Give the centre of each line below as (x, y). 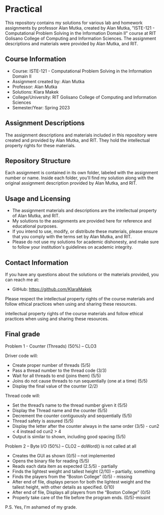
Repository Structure (38, 161)
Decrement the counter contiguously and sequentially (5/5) (72, 416)
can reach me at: (22, 280)
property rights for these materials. (41, 145)
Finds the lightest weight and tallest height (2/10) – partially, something (84, 471)
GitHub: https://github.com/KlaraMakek (52, 289)
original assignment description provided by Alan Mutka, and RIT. (71, 183)
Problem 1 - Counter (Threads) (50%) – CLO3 (51, 346)
